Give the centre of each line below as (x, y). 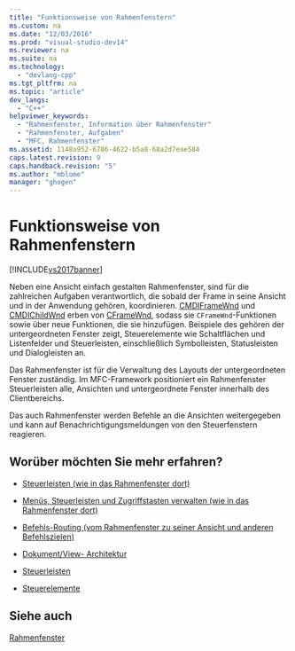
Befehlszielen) (48, 537)
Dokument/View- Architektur (74, 553)
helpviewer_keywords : (49, 116)
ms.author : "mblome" (47, 174)
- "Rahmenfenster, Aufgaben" (71, 133)
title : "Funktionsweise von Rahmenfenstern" (93, 17)
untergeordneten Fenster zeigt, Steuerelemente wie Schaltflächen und (137, 334)
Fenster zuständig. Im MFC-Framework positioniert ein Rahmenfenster (138, 380)
